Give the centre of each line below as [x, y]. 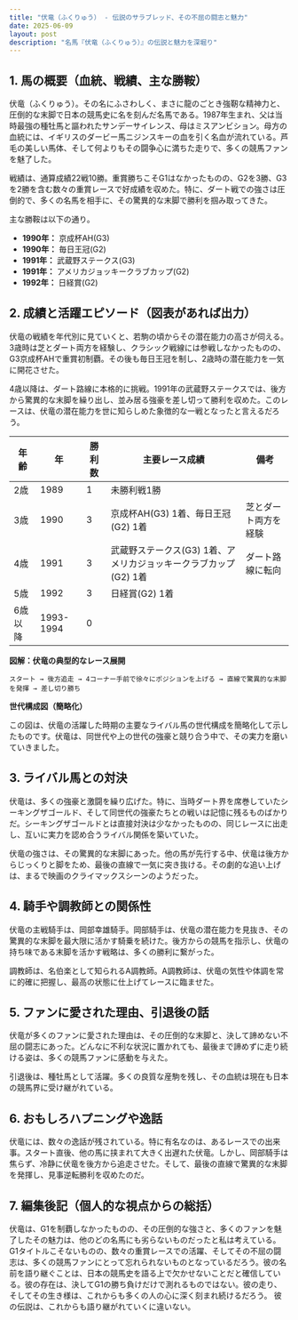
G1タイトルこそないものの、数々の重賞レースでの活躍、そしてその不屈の [141, 1251]
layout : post [33, 34]
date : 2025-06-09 [41, 26]
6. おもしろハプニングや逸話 [86, 1119]
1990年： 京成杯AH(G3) [66, 238]
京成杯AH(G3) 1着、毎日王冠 [171, 513]
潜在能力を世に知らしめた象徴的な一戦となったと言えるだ [168, 411]
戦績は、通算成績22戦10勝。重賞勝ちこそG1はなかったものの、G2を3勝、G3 [148, 178]
